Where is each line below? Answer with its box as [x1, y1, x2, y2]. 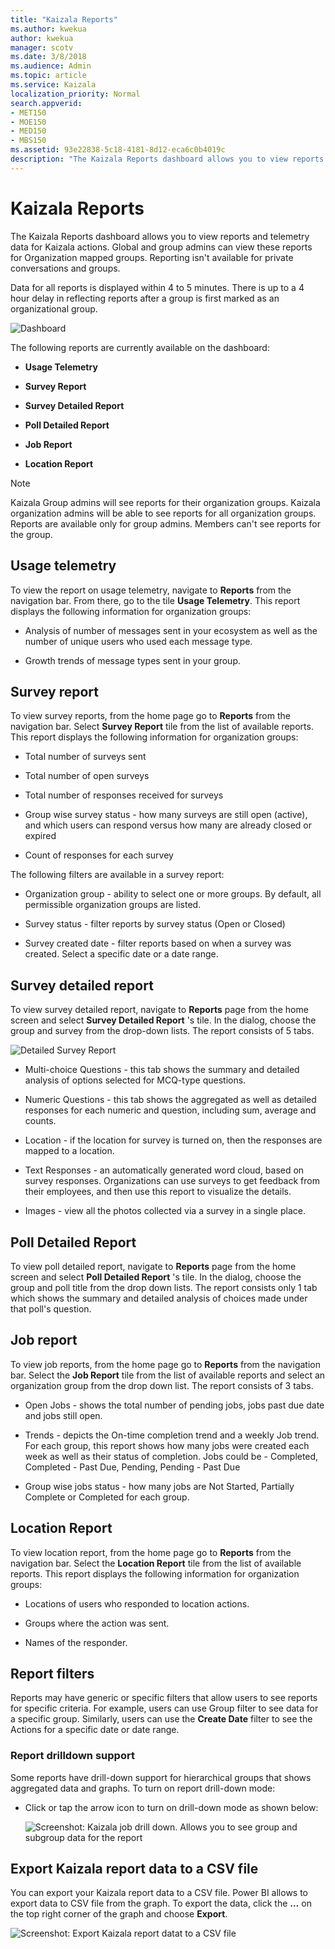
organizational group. [10, 302, 98, 315]
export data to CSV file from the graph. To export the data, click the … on [10, 1897, 312, 1910]
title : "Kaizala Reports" [10, 14, 118, 25]
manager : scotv [10, 42, 74, 53]
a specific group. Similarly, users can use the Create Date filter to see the [10, 1713, 313, 1725]
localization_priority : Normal [10, 89, 141, 99]
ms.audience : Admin [10, 61, 92, 71]
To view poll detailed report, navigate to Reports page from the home [10, 1260, 297, 1272]
